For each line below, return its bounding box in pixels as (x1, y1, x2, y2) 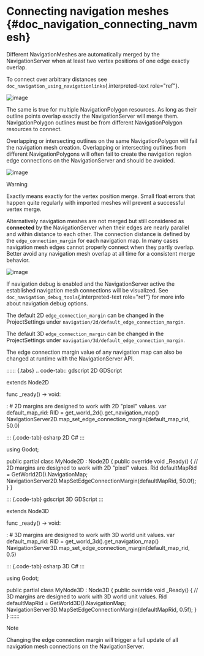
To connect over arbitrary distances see (6, 75, 107, 83)
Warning (6, 180, 28, 188)
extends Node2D (6, 378, 49, 386)
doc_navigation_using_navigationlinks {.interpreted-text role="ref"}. (6, 82, 179, 90)
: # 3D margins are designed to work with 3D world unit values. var (6, 531, 175, 538)
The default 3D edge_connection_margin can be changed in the (6, 330, 164, 337)
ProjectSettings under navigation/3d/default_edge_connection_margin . (6, 336, 185, 344)
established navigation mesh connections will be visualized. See (6, 286, 168, 294)
